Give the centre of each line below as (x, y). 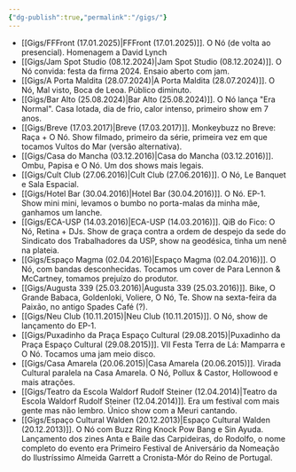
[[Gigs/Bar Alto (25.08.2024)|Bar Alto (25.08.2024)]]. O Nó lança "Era (148, 99)
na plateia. (40, 250)
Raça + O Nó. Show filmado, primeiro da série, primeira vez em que (144, 137)
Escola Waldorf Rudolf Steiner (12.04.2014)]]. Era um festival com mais (150, 401)
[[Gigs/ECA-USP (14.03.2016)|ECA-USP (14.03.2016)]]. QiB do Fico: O (148, 222)
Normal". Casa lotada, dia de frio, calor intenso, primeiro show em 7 (145, 108)
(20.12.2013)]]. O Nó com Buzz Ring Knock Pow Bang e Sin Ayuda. (142, 429)
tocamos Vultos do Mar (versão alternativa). (101, 146)
